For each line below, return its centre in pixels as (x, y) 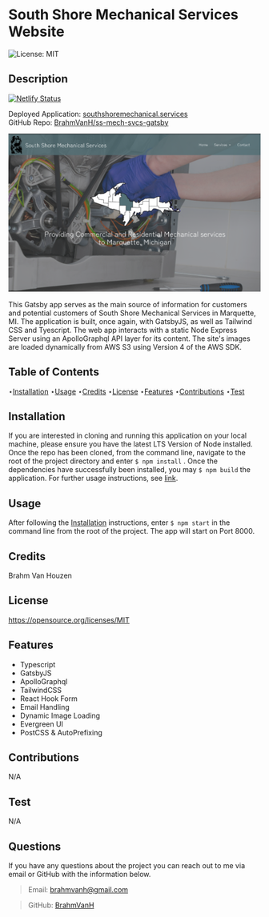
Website (36, 32)
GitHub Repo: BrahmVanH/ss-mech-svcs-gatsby (88, 122)
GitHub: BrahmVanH (61, 905)
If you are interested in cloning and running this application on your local (127, 436)
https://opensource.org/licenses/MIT (69, 620)
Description (38, 79)
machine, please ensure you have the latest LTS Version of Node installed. (131, 444)
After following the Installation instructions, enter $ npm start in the (119, 523)
